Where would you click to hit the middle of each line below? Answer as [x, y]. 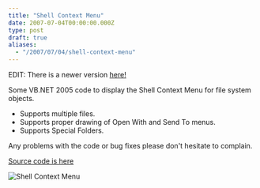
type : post [26, 30]
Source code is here [41, 161]
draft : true [28, 38]
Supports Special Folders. [62, 130]
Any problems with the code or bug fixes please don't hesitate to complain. [130, 146]
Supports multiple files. [57, 114]
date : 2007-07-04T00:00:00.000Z [61, 23]
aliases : [23, 45]
